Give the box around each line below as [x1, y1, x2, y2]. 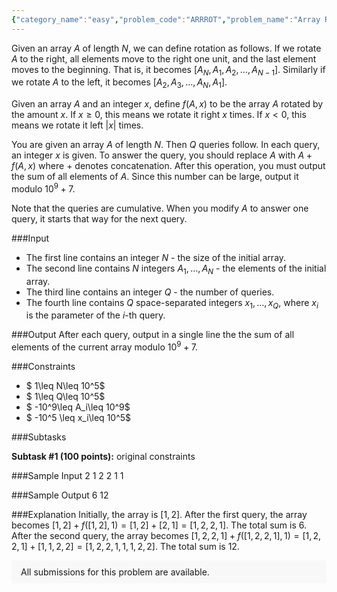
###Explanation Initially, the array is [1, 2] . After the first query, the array [11, 509, 308, 521]
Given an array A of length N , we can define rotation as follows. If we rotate [11, 42, 322, 54]
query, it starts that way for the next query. [11, 212, 188, 225]
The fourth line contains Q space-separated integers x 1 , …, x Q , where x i [25, 296, 319, 311]
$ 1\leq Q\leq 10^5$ [25, 391, 106, 403]
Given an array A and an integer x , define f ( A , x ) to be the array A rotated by [11, 98, 324, 110]
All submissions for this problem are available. [20, 566, 210, 578]
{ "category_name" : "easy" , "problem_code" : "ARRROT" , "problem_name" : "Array [11, 14, 321, 25]
